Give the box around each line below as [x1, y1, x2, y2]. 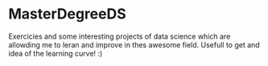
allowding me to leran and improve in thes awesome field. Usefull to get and [8, 39, 260, 49]
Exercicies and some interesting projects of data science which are [8, 31, 231, 41]
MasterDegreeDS [8, 5, 126, 23]
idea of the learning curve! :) [8, 48, 103, 58]
